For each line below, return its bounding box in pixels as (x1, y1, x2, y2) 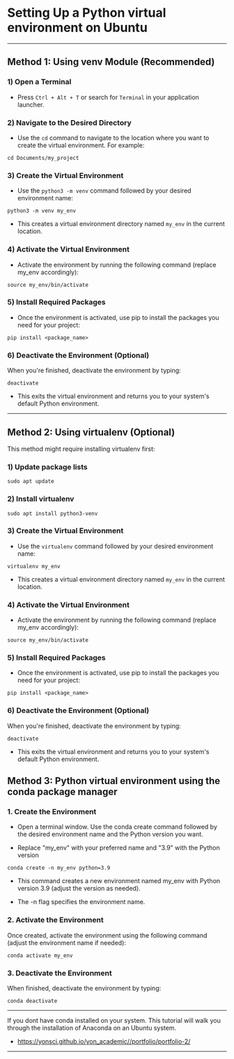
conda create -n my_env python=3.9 (7, 864, 111, 872)
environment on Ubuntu (7, 20, 148, 36)
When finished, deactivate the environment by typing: (7, 984, 162, 992)
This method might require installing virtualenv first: (7, 445, 155, 453)
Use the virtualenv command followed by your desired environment (17, 542, 214, 550)
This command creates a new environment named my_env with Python (17, 877, 221, 885)
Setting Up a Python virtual (7, 5, 166, 21)
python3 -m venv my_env (7, 207, 77, 214)
